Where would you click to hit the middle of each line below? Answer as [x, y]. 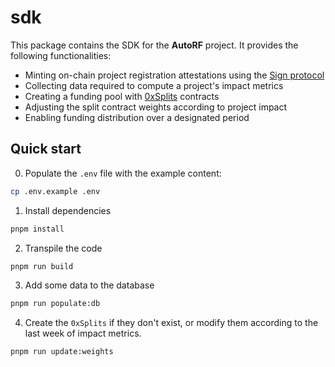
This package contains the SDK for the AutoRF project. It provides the [154, 45]
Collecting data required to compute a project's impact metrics [154, 85]
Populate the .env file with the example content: [123, 173]
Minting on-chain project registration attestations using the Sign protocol [174, 75]
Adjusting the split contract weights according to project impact [156, 107]
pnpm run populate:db [55, 304]
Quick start [46, 149]
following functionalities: [61, 55]
